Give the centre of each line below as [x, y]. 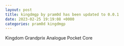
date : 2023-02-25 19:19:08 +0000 [40, 19]
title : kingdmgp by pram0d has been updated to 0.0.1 [62, 14]
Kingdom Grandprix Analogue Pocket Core [49, 38]
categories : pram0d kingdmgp [35, 24]
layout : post [19, 10]
